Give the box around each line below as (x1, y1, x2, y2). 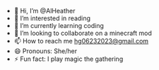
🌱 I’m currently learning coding (13, 22, 105, 29)
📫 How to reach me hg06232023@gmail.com (13, 37, 149, 45)
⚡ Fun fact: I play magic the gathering (13, 55, 124, 63)
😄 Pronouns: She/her (13, 47, 78, 55)
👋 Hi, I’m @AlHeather (13, 7, 76, 15)
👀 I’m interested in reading (13, 14, 90, 22)
